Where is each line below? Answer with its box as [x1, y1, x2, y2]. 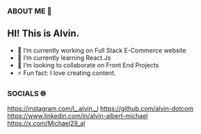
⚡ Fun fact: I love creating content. [17, 69, 116, 77]
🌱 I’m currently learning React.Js [17, 53, 111, 62]
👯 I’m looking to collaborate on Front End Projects [17, 60, 159, 69]
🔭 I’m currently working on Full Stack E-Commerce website [17, 46, 186, 54]
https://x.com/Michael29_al [7, 119, 86, 128]
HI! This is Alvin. [7, 28, 80, 40]
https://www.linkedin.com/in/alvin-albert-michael [7, 112, 148, 120]
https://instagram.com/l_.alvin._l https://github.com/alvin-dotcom [7, 104, 193, 113]
